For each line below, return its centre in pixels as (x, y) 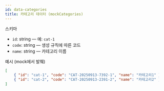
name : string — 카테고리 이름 (39, 51)
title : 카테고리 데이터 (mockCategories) (44, 14)
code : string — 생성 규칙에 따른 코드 (46, 45)
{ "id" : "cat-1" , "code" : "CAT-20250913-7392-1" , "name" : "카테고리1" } (87, 75)
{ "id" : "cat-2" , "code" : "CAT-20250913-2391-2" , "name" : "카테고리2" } (87, 80)
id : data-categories (26, 9)
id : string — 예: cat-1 (33, 39)
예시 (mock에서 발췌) (25, 61)
